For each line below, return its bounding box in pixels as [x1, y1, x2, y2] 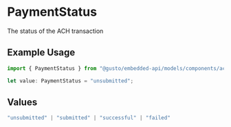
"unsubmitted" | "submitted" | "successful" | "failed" [7, 115, 170, 122]
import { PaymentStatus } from [7, 65, 97, 72]
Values [7, 96, 38, 108]
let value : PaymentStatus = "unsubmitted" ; [7, 77, 134, 84]
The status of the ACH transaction [7, 27, 104, 35]
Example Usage [7, 47, 76, 58]
